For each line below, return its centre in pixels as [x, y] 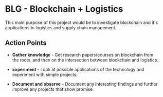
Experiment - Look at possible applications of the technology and [78, 69]
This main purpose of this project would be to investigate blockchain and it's [81, 22]
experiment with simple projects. [45, 75]
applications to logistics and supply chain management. [61, 27]
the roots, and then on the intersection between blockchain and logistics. [85, 60]
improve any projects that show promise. [53, 89]
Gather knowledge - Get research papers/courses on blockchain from [83, 55]
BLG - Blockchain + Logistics [64, 9]
